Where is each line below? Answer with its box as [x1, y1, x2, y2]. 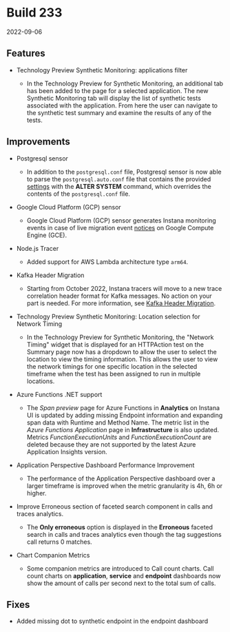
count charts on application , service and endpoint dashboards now [26, 571, 221, 580]
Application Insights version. [26, 447, 107, 456]
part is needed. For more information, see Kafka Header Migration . [26, 298, 216, 307]
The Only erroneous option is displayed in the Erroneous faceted [26, 522, 213, 531]
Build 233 [6, 5, 63, 21]
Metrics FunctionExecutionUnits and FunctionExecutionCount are [26, 433, 212, 441]
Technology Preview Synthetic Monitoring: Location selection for [16, 312, 200, 320]
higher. [26, 489, 47, 497]
